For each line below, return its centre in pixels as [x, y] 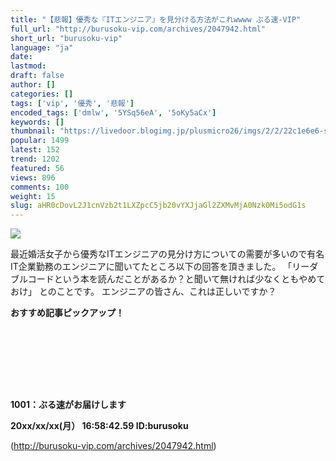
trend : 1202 [35, 159]
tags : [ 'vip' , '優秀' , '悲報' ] [72, 103]
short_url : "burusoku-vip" [66, 38]
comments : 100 [40, 187]
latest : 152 [35, 150]
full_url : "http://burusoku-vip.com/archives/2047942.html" [138, 29]
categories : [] [42, 94]
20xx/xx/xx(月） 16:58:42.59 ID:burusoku [99, 426]
